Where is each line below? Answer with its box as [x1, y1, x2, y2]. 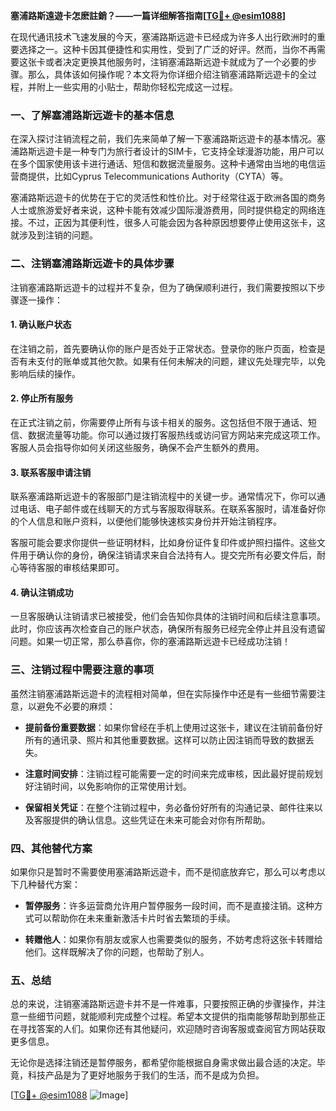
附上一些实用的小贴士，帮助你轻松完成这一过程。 [36, 81, 238, 93]
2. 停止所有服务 [10, 392, 74, 404]
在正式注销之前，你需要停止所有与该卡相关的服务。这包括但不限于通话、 [10, 417, 308, 428]
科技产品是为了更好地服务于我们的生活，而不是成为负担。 [27, 1069, 265, 1081]
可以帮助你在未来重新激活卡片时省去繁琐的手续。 [33, 912, 236, 924]
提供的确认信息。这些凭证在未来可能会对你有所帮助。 [51, 814, 271, 826]
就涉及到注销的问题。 [10, 229, 98, 241]
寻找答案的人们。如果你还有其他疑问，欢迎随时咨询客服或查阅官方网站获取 [18, 1023, 326, 1035]
